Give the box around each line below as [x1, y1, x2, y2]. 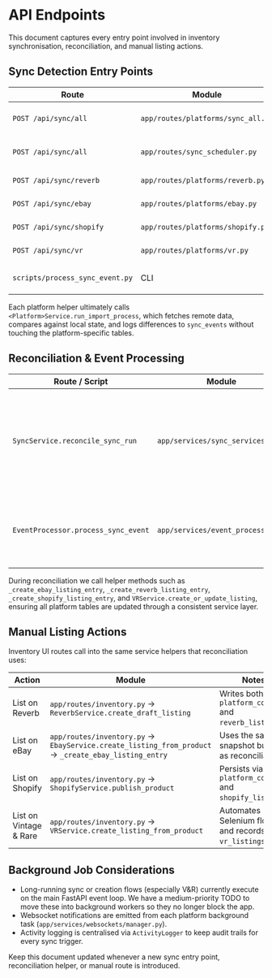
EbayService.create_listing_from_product [49, 741, 212, 751]
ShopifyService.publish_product [49, 784, 175, 793]
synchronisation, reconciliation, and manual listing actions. [8, 41, 204, 50]
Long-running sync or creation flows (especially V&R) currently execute [19, 885, 259, 894]
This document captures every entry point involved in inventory [8, 32, 220, 42]
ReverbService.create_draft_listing [49, 708, 192, 718]
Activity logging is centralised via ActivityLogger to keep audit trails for [19, 928, 259, 937]
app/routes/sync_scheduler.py [140, 147, 257, 156]
